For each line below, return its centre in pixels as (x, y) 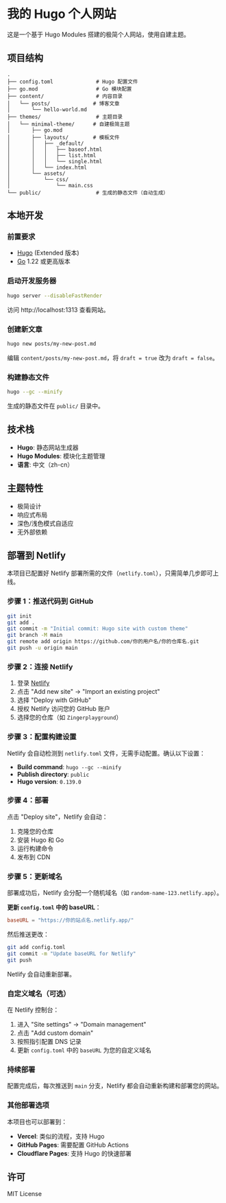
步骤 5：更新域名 (35, 876)
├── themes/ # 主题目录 (65, 117)
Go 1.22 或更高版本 (43, 261)
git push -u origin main (42, 648)
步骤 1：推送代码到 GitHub (50, 601)
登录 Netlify (33, 683)
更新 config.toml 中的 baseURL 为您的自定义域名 (84, 1050)
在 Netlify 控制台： (33, 1009)
